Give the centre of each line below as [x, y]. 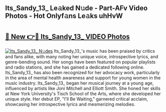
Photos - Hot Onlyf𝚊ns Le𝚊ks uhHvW [64, 16]
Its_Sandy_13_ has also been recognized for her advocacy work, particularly [83, 72]
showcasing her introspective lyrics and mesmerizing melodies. [70, 104]
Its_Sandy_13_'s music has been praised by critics [104, 51]
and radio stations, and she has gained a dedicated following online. [75, 67]
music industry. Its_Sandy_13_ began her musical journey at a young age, [80, 83]
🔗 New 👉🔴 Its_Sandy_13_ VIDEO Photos [68, 37]
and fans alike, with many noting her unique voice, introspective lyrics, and [82, 56]
